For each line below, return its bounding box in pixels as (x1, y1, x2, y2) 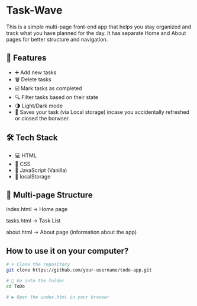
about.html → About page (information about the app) (6, 229, 137, 236)
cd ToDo (6, 283, 25, 289)
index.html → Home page (6, 206, 68, 213)
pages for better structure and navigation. (6, 36, 108, 43)
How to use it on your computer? (6, 246, 129, 256)
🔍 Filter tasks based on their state (14, 93, 99, 101)
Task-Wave (6, 4, 63, 17)
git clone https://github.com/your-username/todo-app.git (6, 267, 152, 273)
